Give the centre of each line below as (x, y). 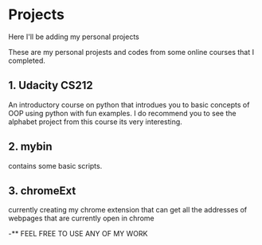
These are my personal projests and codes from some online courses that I (131, 52)
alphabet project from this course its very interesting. (96, 122)
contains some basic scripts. (55, 165)
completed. (27, 60)
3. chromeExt (42, 191)
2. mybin (31, 147)
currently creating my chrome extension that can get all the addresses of (128, 210)
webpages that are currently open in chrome (81, 218)
